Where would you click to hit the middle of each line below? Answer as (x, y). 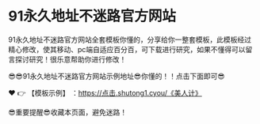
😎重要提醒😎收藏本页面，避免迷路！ (68, 112)
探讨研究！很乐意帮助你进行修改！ (71, 59)
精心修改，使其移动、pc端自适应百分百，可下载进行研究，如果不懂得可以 (127, 49)
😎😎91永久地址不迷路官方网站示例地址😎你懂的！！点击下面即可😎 (117, 76)
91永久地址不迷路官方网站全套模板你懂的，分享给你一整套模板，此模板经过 (130, 39)
